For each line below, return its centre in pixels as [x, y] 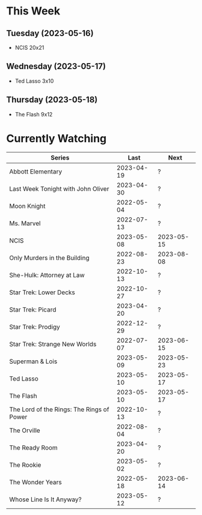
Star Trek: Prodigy [35, 327]
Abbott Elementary [36, 171]
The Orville [25, 430]
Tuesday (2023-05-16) [50, 33]
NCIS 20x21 [29, 47]
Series [60, 157]
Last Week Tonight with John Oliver [59, 188]
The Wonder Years [35, 482]
